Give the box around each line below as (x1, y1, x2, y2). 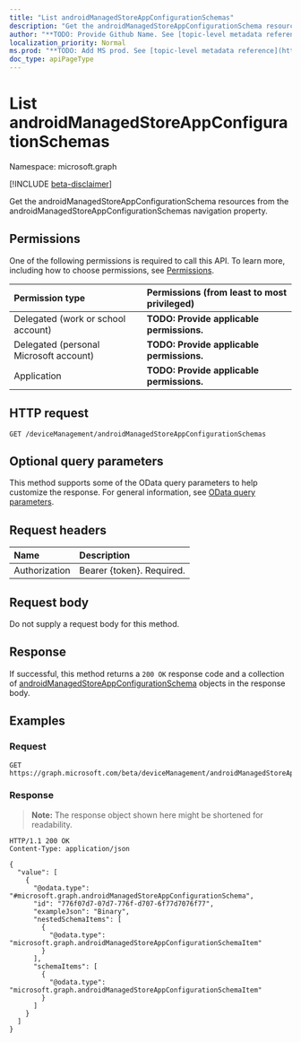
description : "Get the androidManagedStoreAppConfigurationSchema (9, 22, 262, 30)
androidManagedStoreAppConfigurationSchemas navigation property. (9, 205, 268, 216)
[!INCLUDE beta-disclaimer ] (9, 178, 112, 189)
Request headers (9, 522, 107, 538)
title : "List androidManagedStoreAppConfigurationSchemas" (9, 13, 235, 22)
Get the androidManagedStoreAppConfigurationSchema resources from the (9, 195, 289, 206)
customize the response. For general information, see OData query (9, 487, 256, 498)
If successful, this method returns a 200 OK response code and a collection (9, 668, 285, 679)
